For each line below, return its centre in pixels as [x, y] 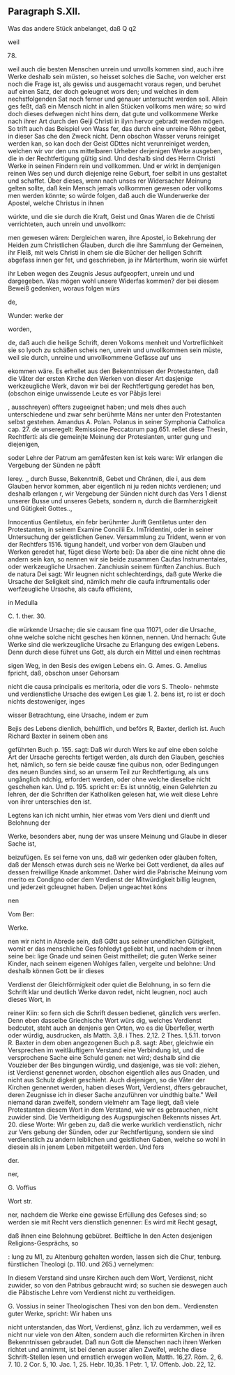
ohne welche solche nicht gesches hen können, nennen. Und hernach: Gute [117, 637]
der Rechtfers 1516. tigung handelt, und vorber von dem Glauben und [107, 544]
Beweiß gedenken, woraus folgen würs [64, 288]
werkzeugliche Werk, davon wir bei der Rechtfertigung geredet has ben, [112, 386]
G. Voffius [22, 1187]
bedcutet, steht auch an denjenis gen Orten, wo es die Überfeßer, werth [111, 1028]
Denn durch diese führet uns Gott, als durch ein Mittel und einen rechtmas [114, 652]
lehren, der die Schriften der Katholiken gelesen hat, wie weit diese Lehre [113, 794]
